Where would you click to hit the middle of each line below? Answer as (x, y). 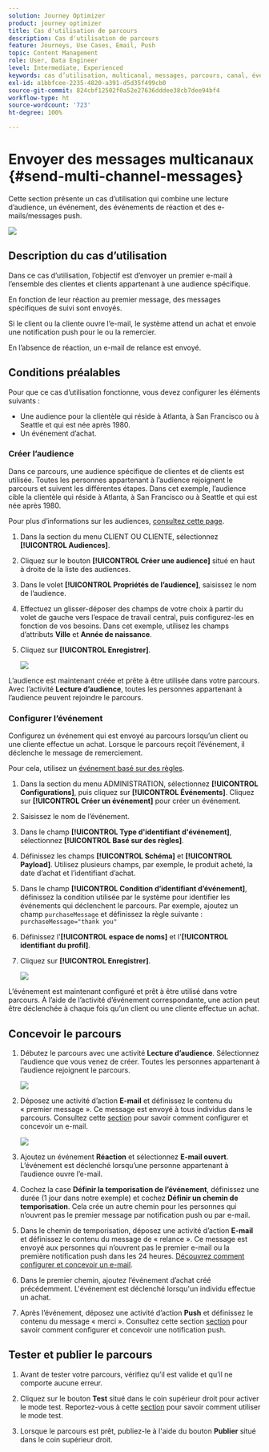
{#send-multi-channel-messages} (126, 176)
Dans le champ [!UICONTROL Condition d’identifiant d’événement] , (133, 889)
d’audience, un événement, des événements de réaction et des (112, 207)
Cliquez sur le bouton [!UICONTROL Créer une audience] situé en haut (137, 560)
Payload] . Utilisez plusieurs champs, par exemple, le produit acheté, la (137, 865)
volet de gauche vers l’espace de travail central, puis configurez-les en (137, 617)
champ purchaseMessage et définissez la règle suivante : (111, 915)
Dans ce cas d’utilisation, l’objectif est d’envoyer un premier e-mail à (121, 275)
